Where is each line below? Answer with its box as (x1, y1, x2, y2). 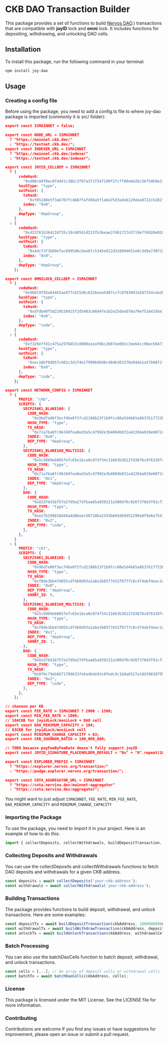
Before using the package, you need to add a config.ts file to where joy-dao (5, 109, 161, 115)
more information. (5, 1002, 42, 1008)
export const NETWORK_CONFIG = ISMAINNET (5, 388, 93, 393)
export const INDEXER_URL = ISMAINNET (5, 146, 86, 151)
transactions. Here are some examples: (5, 911, 86, 917)
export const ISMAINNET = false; (5, 124, 75, 129)
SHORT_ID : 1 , (27, 639, 55, 644)
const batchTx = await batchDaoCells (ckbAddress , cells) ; (5, 973, 128, 978)
